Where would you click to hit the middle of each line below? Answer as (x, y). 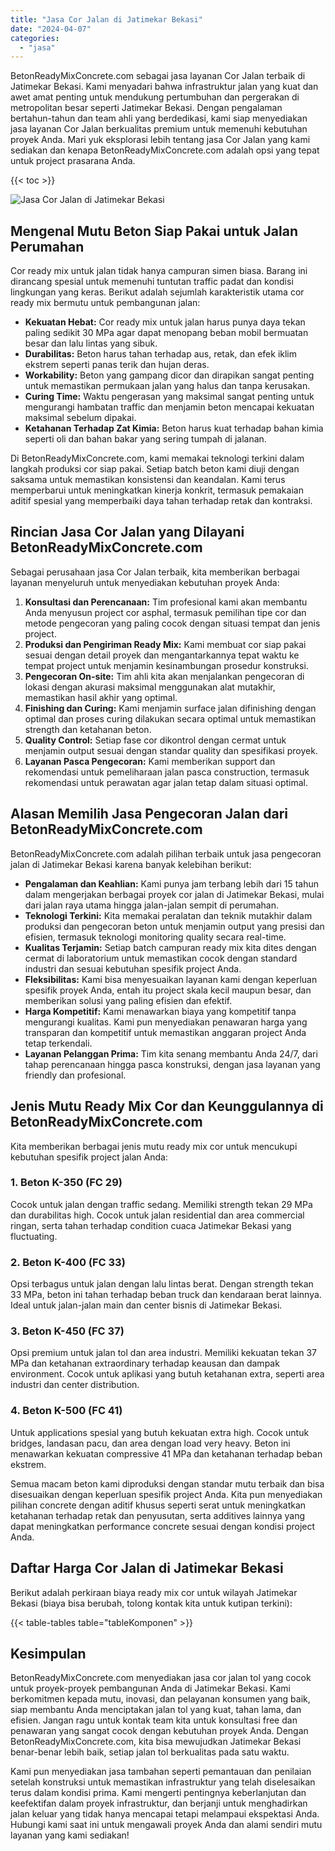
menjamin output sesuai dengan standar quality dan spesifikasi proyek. (171, 750)
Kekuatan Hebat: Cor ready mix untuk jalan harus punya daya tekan (165, 322)
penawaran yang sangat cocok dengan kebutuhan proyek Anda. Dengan (159, 1731)
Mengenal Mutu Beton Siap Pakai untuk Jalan (154, 231)
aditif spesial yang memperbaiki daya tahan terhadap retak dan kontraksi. (161, 501)
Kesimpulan (48, 1653)
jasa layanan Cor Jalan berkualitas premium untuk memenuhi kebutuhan (159, 129)
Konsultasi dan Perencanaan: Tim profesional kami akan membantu (166, 602)
